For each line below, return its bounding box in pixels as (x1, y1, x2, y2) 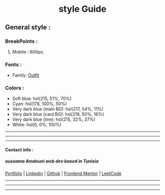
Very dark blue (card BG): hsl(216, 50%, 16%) (12, 111, 104, 117)
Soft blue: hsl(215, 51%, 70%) (12, 96, 72, 102)
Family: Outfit (12, 72, 39, 78)
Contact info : (5, 147, 34, 153)
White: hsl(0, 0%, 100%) (12, 122, 62, 128)
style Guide (58, 3, 107, 15)
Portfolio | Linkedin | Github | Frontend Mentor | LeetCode (5, 170, 122, 176)
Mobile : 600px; (12, 49, 44, 55)
